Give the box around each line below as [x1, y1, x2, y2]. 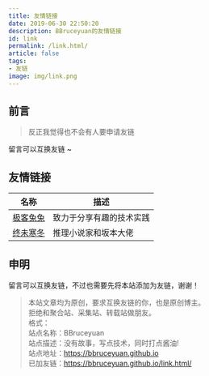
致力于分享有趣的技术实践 [52, 212, 151, 224]
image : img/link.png [8, 72, 78, 80]
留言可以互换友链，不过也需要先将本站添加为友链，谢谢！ [8, 280, 199, 290]
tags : [8, 58, 27, 66]
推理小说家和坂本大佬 [52, 228, 135, 239]
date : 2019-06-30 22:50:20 [8, 19, 99, 28]
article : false [8, 49, 60, 58]
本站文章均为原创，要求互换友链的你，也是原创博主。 [27, 297, 206, 308]
